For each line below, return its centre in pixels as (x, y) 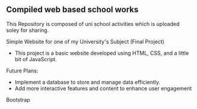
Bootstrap (18, 100)
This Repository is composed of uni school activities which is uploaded (93, 24)
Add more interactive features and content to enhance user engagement (103, 88)
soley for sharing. (28, 30)
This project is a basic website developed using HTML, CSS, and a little (102, 53)
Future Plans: (22, 71)
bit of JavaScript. (36, 59)
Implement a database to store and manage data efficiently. (88, 82)
